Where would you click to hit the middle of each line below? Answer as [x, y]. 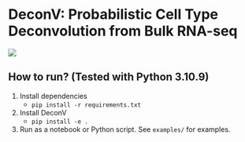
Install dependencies [54, 96]
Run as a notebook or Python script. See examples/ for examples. [125, 129]
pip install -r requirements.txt [86, 105]
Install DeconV [43, 112]
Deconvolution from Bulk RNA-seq [123, 31]
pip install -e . [60, 122]
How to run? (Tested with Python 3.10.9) [109, 77]
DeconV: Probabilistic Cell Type [113, 15]
